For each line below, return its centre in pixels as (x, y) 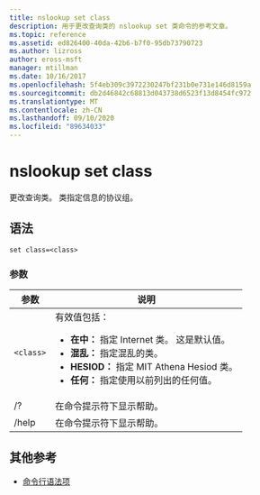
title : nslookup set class (60, 18)
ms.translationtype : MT (54, 101)
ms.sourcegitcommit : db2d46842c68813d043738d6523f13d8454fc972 (130, 93)
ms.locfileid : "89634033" (58, 127)
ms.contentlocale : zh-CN (56, 110)
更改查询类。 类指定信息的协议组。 (73, 197)
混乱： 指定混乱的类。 (117, 353)
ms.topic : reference (48, 34)
